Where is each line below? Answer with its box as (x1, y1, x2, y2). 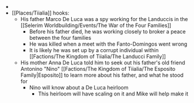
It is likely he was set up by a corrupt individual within (29, 47, 159, 53)
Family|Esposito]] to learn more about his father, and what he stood (20, 71, 184, 78)
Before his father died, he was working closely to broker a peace (29, 28, 186, 35)
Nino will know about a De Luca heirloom (29, 84, 129, 91)
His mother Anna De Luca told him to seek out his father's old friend (20, 59, 185, 66)
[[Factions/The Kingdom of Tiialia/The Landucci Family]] (29, 53, 166, 60)
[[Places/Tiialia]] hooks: (11, 9, 69, 16)
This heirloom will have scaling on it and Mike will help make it (38, 90, 189, 97)
